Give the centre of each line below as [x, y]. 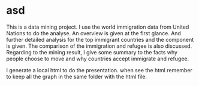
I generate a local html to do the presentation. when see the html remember [99, 70]
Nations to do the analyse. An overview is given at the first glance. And [94, 33]
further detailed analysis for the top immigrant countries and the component [100, 39]
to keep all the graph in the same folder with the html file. [76, 76]
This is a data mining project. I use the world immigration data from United [98, 27]
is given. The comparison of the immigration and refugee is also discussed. [99, 46]
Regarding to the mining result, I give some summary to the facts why [92, 52]
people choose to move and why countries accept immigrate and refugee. [98, 59]
